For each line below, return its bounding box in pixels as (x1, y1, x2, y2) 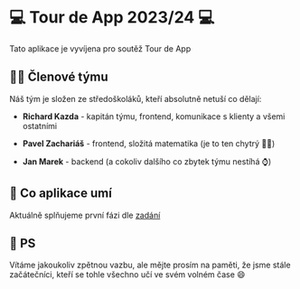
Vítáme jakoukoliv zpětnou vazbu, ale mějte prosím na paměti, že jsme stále (9, 259, 291, 271)
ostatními (22, 120, 57, 131)
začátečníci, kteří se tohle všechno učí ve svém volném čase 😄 (9, 269, 246, 280)
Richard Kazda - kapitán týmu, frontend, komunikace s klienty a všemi (22, 110, 286, 122)
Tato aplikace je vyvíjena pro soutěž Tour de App (9, 42, 192, 54)
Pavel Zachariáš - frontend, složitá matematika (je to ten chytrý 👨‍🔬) (22, 137, 276, 149)
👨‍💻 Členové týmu (9, 70, 108, 85)
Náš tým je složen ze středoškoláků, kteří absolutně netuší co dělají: (9, 93, 262, 104)
